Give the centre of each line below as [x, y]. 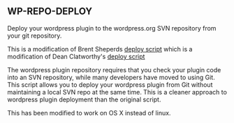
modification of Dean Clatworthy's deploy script [76, 56]
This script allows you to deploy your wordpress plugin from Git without [110, 84]
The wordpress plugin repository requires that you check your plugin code [114, 69]
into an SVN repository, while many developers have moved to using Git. [111, 77]
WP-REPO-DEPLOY [50, 11]
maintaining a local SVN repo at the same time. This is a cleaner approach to [117, 92]
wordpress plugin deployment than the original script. [84, 99]
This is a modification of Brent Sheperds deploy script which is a [100, 49]
